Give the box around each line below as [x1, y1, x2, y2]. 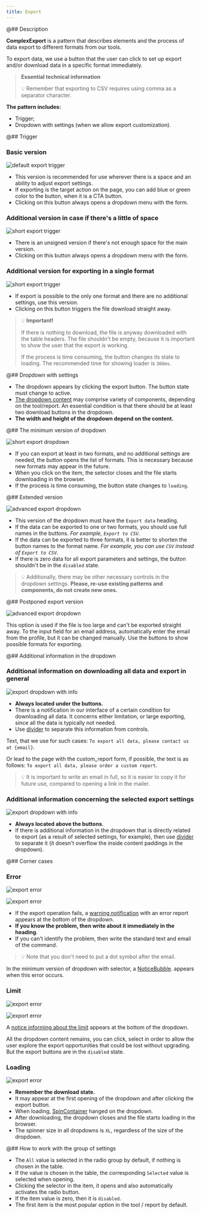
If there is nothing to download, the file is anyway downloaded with [20, 328, 187, 336]
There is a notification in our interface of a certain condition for [14, 706, 171, 713]
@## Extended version [6, 493, 63, 501]
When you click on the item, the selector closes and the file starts [14, 469, 177, 476]
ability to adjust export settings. [14, 179, 93, 186]
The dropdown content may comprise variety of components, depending [14, 395, 195, 403]
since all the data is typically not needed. [14, 719, 116, 726]
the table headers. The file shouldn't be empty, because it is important [20, 335, 195, 342]
